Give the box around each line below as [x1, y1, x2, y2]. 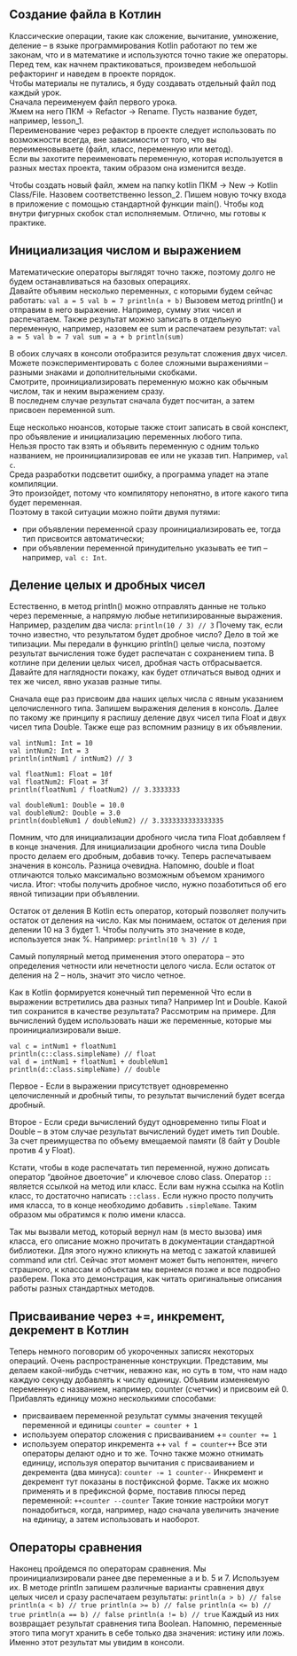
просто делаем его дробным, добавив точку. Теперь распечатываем [9, 851, 272, 862]
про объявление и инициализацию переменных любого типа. [9, 431, 243, 441]
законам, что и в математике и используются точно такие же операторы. [9, 49, 289, 60]
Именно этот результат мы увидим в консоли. [9, 1637, 184, 1648]
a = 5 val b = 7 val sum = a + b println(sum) [9, 332, 184, 341]
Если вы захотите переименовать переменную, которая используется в [9, 152, 284, 163]
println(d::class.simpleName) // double [9, 1066, 161, 1074]
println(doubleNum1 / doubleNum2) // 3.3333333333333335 [9, 816, 224, 825]
